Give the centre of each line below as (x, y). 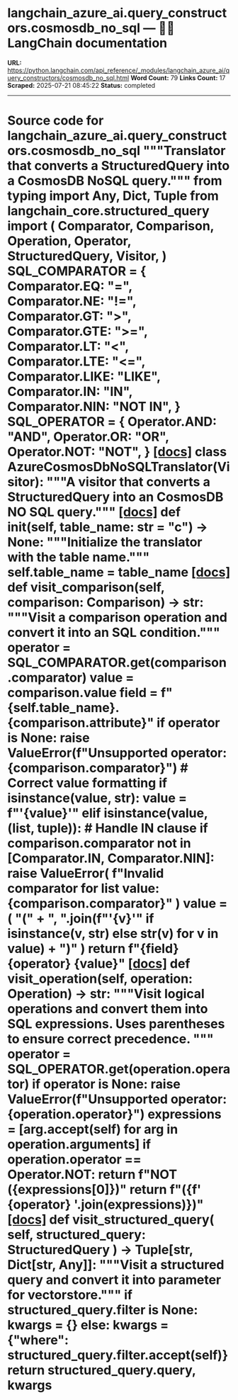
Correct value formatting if (87, 783)
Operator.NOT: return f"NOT (92, 1175)
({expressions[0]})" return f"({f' (104, 1190)
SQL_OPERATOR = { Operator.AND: (112, 422)
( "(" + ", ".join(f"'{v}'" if (81, 919)
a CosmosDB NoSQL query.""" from (115, 181)
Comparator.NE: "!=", (72, 301)
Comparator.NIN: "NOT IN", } (94, 407)
